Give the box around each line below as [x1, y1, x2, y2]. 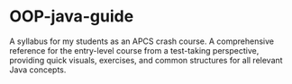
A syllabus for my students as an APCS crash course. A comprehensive [9, 36, 275, 46]
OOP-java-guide [9, 6, 134, 27]
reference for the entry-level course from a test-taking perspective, [9, 45, 260, 55]
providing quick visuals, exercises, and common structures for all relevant [9, 55, 283, 65]
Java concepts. [9, 64, 67, 75]
